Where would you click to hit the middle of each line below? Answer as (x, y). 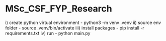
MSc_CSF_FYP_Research (59, 9)
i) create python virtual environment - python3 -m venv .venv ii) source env (83, 22)
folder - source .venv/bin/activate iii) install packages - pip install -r (75, 27)
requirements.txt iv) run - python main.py (48, 33)
